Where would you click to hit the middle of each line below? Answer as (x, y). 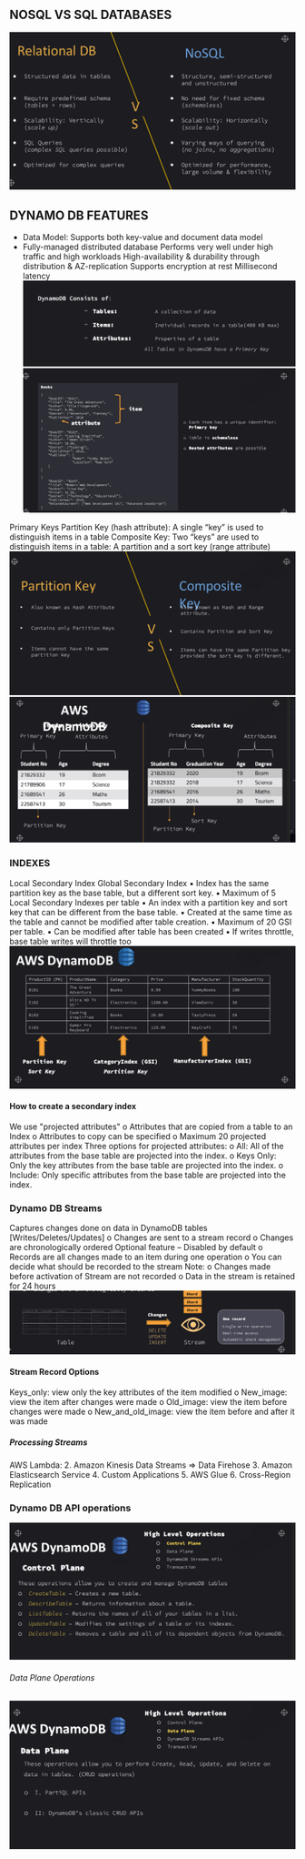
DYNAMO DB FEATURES (79, 215)
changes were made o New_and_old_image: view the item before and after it (152, 1412)
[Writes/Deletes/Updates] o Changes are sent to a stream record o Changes (152, 1238)
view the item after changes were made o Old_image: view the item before (148, 1402)
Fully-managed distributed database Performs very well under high (148, 247)
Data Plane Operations (52, 1677)
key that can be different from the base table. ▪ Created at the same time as (151, 912)
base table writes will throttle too (70, 941)
